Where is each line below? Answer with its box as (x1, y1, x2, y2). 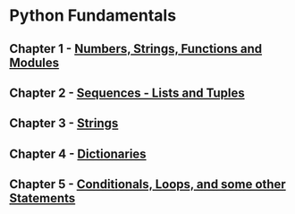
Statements (9, 191, 76, 206)
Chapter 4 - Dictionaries (9, 146, 147, 161)
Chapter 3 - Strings (9, 116, 119, 131)
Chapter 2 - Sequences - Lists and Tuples (9, 85, 245, 100)
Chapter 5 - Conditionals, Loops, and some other (9, 176, 286, 193)
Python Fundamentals (9, 5, 177, 26)
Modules (9, 55, 60, 70)
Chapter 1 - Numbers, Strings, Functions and (9, 41, 262, 56)
